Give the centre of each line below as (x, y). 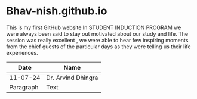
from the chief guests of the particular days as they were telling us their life (98, 47)
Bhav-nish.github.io (57, 11)
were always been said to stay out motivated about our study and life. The (97, 33)
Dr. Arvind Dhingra (72, 78)
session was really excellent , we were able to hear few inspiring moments (97, 40)
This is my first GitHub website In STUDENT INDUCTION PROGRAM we (94, 27)
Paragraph (24, 87)
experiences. (22, 52)
